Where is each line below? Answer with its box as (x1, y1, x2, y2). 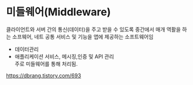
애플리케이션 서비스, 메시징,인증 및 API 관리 (14, 53, 114, 60)
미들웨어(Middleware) (6, 5, 111, 19)
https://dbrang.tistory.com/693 (6, 72, 81, 79)
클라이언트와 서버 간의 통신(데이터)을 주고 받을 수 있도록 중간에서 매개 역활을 (6, 26, 181, 33)
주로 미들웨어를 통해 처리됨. (14, 60, 78, 67)
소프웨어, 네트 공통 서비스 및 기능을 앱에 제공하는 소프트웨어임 (12, 33, 154, 40)
